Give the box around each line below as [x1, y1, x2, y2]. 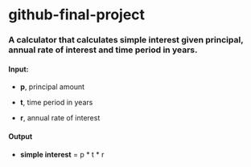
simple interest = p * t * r [19, 149, 105, 159]
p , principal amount [19, 82, 85, 92]
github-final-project [8, 6, 146, 24]
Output [8, 131, 33, 141]
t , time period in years [19, 98, 93, 108]
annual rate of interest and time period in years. [8, 44, 198, 55]
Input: [8, 64, 29, 74]
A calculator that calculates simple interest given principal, [8, 35, 244, 46]
